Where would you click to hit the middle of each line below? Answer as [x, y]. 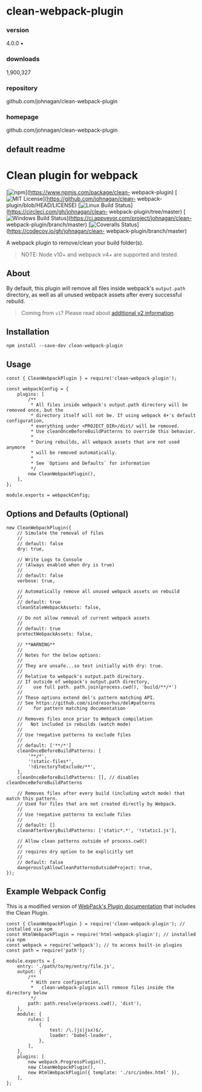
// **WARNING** [36, 645]
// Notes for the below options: [59, 655]
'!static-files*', [51, 761]
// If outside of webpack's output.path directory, [83, 682]
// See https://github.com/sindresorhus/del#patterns [86, 703]
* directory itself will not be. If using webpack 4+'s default [113, 416]
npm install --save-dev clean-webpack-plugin [64, 346]
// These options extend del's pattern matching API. [86, 697]
